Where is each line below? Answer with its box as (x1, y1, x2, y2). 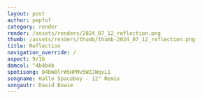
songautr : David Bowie (7, 82, 73, 89)
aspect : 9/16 (7, 56, 45, 63)
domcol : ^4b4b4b (7, 62, 55, 69)
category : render (7, 23, 58, 30)
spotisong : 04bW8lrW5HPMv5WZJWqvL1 (7, 68, 111, 75)
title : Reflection (7, 43, 61, 49)
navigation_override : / (7, 49, 77, 56)
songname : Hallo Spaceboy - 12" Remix (7, 75, 120, 82)
